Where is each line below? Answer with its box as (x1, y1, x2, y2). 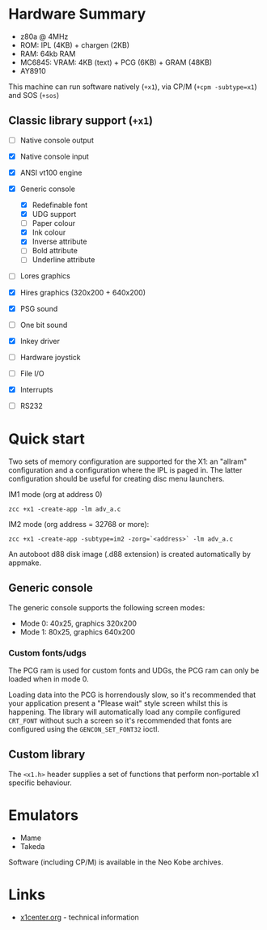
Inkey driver (19, 336, 61, 346)
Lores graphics (19, 271, 70, 281)
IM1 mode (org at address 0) (8, 489, 103, 499)
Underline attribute (32, 255, 95, 265)
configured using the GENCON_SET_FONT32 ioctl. (8, 724, 160, 734)
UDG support (32, 210, 77, 219)
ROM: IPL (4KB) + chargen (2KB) (19, 40, 130, 49)
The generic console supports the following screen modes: (8, 602, 206, 612)
